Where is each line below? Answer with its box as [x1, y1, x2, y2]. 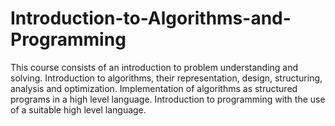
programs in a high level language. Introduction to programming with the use [10, 93, 326, 105]
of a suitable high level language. [10, 103, 147, 116]
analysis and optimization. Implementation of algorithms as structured [10, 82, 298, 94]
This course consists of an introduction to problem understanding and [10, 61, 299, 73]
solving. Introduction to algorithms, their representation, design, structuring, [10, 72, 323, 84]
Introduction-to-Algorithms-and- [10, 7, 292, 30]
